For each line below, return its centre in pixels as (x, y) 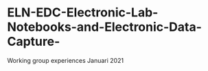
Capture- (34, 42)
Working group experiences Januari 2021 (66, 60)
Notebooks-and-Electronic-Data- (105, 27)
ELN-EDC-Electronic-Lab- (83, 13)
